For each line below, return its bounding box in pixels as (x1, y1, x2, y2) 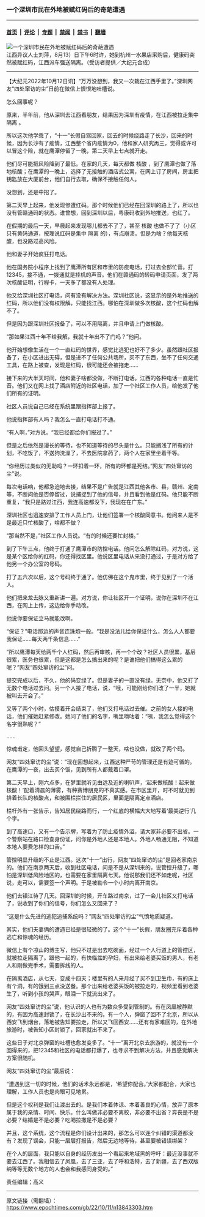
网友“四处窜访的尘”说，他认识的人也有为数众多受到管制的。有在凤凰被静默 (6, 1003, 193, 1010)
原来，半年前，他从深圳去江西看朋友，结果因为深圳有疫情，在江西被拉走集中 (6, 111, 199, 118)
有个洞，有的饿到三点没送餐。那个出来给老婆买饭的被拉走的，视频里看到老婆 (6, 982, 199, 989)
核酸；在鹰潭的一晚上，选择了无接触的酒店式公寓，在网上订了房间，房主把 (11, 167, 199, 175)
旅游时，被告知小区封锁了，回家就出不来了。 (6, 1025, 119, 1033)
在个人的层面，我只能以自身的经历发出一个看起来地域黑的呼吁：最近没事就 (6, 1150, 193, 1157)
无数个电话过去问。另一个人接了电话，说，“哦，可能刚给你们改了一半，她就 (6, 684, 196, 691)
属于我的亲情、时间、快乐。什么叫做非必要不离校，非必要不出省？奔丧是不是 (6, 1108, 199, 1115)
